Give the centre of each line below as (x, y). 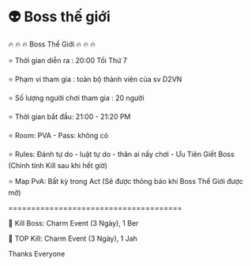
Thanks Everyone (37, 253)
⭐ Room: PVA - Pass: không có (58, 135)
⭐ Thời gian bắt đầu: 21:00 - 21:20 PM (70, 116)
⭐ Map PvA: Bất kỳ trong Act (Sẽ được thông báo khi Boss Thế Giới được (126, 181)
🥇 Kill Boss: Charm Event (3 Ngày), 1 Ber (73, 223)
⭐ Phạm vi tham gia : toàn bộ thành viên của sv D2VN (95, 79)
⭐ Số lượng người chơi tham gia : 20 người (76, 98)
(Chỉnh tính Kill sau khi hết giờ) (58, 165)
